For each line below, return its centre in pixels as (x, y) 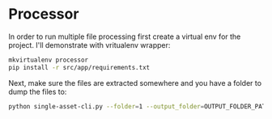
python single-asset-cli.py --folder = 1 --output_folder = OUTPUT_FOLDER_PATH (139, 106)
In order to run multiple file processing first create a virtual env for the (125, 36)
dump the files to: (38, 91)
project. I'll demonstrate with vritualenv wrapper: (89, 45)
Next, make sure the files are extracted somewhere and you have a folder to (135, 83)
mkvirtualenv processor (49, 60)
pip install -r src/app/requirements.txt (79, 67)
